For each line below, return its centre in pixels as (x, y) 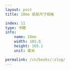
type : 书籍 (16, 28)
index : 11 (15, 23)
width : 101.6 (28, 42)
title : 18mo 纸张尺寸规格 (30, 14)
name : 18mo (25, 37)
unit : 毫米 (25, 51)
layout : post (19, 10)
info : (11, 33)
